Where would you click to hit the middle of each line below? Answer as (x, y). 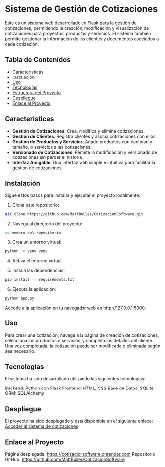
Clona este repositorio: (36, 205)
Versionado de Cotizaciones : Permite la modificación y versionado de (85, 152)
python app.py (20, 298)
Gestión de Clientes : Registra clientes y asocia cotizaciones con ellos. (84, 136)
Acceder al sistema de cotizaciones (42, 426)
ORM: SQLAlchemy (25, 393)
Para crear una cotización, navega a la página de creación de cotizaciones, (82, 335)
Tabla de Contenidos (38, 60)
